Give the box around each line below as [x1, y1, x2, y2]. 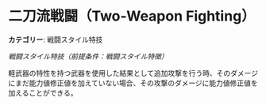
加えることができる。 [8, 88, 78, 97]
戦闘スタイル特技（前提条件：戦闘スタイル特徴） [8, 51, 168, 61]
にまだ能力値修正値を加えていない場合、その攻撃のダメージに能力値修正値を [8, 78, 258, 88]
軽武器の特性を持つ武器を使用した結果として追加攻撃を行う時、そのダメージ [8, 68, 258, 77]
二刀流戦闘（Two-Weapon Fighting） [8, 7, 256, 25]
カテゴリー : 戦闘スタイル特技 [8, 35, 103, 44]
